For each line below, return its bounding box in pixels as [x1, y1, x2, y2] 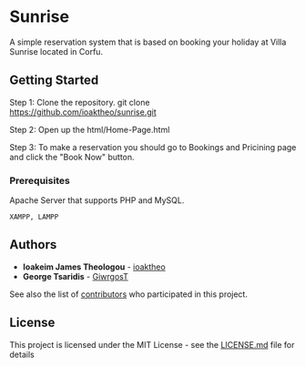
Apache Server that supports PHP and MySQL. [9, 195, 185, 206]
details [9, 349, 35, 360]
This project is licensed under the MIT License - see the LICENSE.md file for [9, 339, 295, 350]
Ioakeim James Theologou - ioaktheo [22, 261, 166, 272]
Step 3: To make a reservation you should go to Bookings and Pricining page [9, 141, 297, 152]
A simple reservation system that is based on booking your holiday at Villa [9, 36, 287, 47]
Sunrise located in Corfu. [9, 46, 103, 56]
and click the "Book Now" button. [9, 151, 135, 162]
